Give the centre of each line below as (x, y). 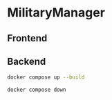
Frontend (27, 38)
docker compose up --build (46, 77)
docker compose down (37, 90)
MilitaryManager (56, 13)
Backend (27, 61)
